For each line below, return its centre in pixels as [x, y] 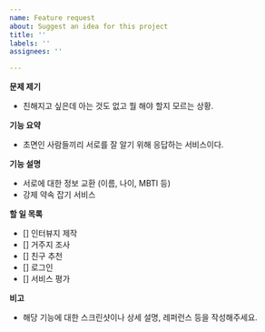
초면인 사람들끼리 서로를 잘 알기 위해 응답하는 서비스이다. [123, 145]
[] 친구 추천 [43, 257]
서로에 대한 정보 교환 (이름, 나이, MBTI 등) [96, 184]
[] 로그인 [38, 267]
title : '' [28, 35]
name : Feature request [52, 18]
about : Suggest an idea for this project [89, 26]
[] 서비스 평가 [46, 279]
